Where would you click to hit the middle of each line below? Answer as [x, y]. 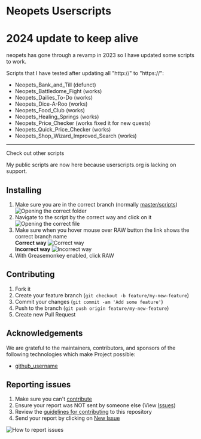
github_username [36, 366]
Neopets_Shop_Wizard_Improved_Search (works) [76, 136]
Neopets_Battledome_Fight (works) [58, 91]
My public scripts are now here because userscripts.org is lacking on [91, 165]
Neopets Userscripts [59, 11]
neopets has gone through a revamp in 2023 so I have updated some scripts [100, 55]
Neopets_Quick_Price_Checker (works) [63, 130]
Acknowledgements [45, 334]
